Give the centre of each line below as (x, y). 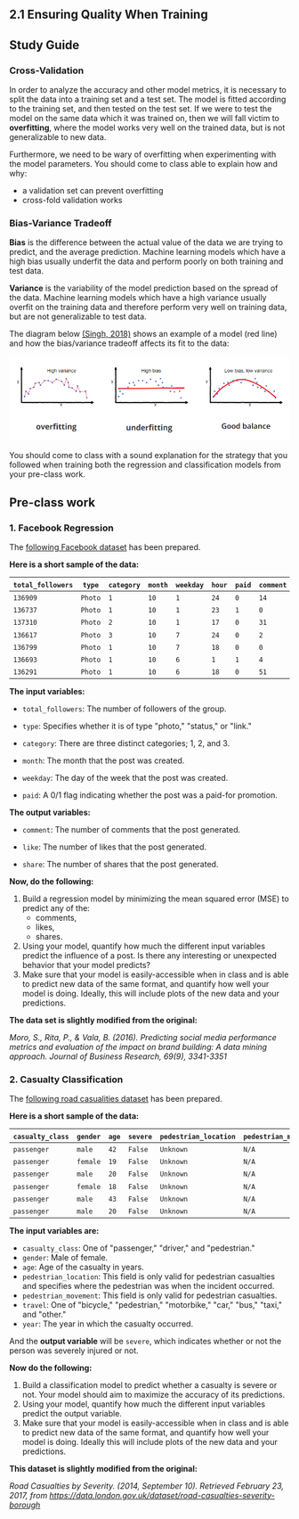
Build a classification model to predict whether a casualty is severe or (149, 1384)
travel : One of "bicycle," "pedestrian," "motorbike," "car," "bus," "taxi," (152, 1304)
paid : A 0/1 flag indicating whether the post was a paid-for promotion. (149, 795)
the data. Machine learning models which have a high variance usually (138, 298)
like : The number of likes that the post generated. (114, 847)
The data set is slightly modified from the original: (103, 1020)
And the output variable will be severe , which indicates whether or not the (145, 1341)
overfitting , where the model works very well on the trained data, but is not (147, 127)
